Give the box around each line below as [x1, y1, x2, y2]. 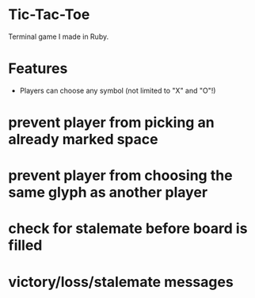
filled [8, 236, 43, 254]
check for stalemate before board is [8, 220, 248, 238]
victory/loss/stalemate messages [8, 273, 234, 291]
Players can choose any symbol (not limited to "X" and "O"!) [19, 86, 216, 95]
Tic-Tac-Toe [8, 6, 90, 24]
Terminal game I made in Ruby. [8, 32, 109, 41]
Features [8, 59, 68, 78]
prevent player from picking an [8, 113, 215, 132]
